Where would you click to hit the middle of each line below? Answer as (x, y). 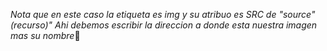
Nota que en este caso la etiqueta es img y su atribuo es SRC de (143, 14)
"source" (297, 14)
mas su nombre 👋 (45, 35)
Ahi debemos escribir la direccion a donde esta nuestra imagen (186, 25)
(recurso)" (31, 25)
